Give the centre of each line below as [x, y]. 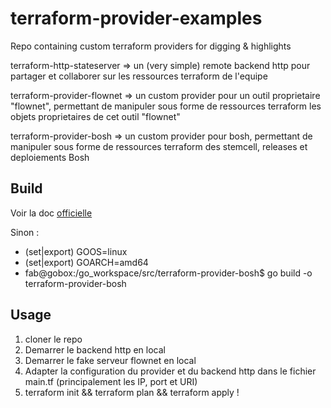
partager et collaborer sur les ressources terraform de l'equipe [139, 76]
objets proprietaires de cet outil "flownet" [95, 116]
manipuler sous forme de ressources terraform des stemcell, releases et [159, 146]
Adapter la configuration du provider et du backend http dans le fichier [170, 371]
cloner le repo [53, 339]
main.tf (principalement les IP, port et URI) [111, 381]
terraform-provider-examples [136, 18]
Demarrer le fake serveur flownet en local [110, 360]
